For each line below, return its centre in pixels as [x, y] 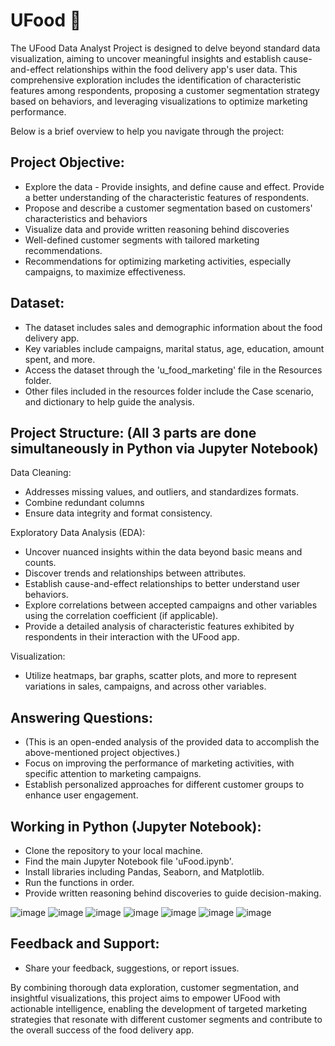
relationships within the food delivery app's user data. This [177, 69]
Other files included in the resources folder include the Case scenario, [169, 391]
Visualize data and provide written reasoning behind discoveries [157, 229]
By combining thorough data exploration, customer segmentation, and [155, 987]
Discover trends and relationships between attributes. [135, 573]
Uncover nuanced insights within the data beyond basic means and [163, 552]
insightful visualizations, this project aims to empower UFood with [145, 998]
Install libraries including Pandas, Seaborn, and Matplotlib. [144, 872]
